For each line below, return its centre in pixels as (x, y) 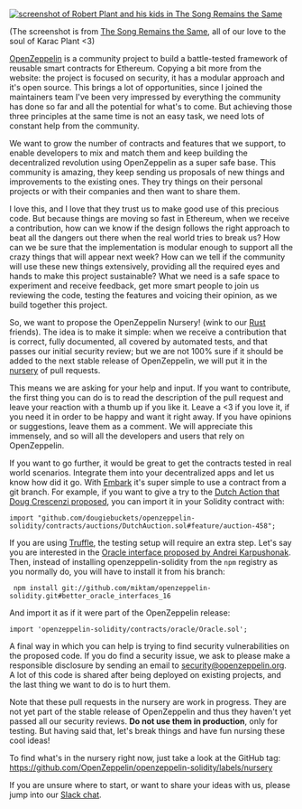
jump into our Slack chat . (55, 795)
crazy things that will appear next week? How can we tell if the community (147, 257)
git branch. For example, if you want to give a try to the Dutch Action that (144, 492)
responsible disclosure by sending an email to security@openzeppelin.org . (148, 665)
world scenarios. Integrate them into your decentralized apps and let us (142, 473)
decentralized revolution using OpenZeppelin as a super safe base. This (143, 162)
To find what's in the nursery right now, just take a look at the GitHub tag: (145, 758)
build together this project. (59, 305)
